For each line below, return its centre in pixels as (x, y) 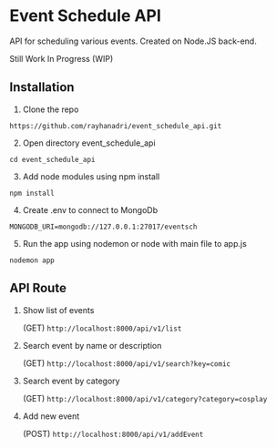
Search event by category (71, 381)
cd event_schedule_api (52, 159)
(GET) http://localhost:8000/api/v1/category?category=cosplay (145, 398)
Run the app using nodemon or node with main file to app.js (135, 243)
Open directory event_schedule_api (89, 143)
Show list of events (58, 310)
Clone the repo (51, 109)
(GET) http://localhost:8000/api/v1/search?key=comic (127, 363)
